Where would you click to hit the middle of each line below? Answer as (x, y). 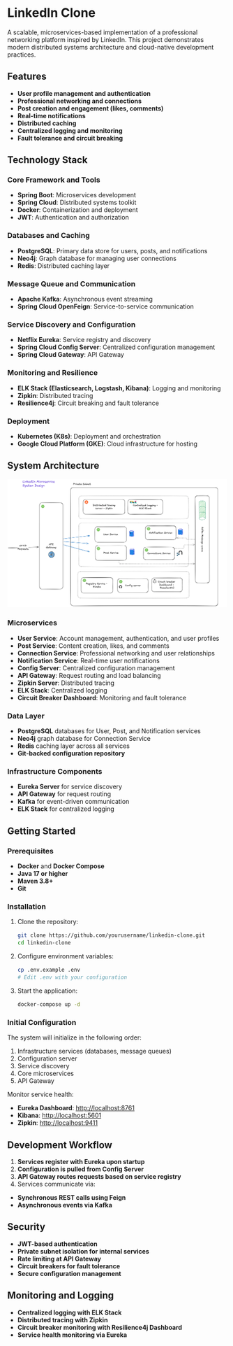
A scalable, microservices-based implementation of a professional (103, 32)
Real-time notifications (51, 115)
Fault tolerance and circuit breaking (70, 138)
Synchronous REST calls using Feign (72, 1197)
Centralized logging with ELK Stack (69, 1312)
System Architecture (53, 466)
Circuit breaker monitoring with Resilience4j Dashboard (100, 1327)
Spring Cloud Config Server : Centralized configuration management (116, 347)
